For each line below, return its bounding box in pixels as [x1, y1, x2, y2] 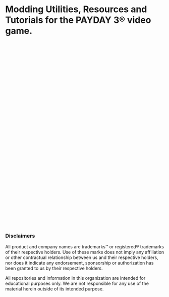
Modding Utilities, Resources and [5, 4, 147, 15]
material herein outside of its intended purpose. [5, 286, 104, 292]
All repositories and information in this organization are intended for [5, 275, 146, 281]
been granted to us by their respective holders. [5, 265, 103, 272]
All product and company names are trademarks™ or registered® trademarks [5, 244, 164, 250]
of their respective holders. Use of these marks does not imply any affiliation [5, 249, 164, 255]
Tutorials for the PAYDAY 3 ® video [5, 14, 151, 26]
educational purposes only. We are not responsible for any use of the [5, 280, 149, 287]
